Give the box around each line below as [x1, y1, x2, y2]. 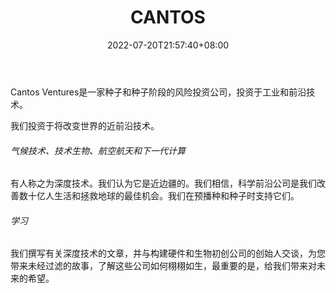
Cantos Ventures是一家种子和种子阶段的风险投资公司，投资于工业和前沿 [10, 86, 307, 98]
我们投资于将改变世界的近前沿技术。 [10, 119, 160, 131]
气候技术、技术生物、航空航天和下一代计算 [10, 144, 186, 156]
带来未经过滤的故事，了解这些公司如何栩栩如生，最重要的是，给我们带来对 [10, 260, 317, 272]
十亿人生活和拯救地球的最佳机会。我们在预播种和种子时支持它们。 [27, 190, 300, 202]
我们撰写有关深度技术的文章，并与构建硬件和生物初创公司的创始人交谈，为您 [10, 247, 326, 260]
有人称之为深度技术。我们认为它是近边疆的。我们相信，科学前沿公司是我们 [10, 177, 317, 190]
